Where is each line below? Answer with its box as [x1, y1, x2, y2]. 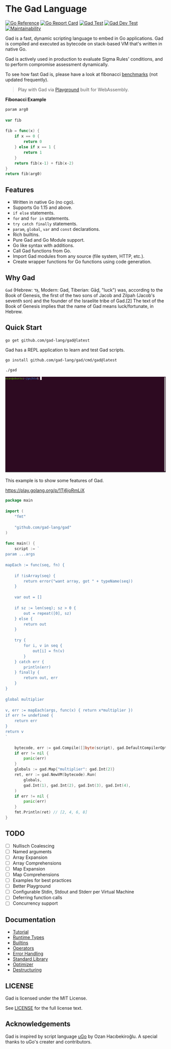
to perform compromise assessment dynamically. [5, 61, 109, 67]
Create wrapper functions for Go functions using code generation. [12, 258, 152, 265]
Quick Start [5, 323, 42, 332]
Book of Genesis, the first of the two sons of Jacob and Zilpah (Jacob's [5, 292, 155, 298]
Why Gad [5, 273, 36, 282]
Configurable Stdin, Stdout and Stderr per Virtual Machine [12, 889, 134, 895]
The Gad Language [5, 3, 88, 15]
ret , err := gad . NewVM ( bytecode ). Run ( [14, 772, 97, 777]
